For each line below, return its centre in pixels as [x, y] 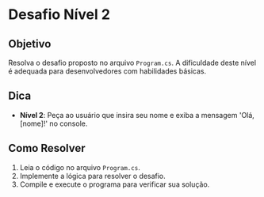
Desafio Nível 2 [59, 15]
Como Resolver [47, 148]
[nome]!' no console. [54, 123]
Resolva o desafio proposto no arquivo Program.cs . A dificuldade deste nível [132, 63]
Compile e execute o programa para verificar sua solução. [115, 184]
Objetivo [30, 44]
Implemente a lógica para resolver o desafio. [93, 176]
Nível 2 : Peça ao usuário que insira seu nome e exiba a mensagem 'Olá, [137, 115]
